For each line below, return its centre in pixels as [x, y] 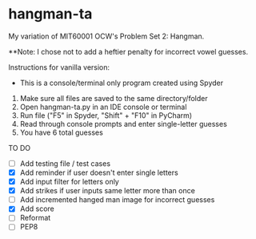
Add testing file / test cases [65, 163]
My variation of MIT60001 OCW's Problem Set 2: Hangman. [106, 36]
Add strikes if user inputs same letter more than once [108, 191]
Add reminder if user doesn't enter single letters [99, 172]
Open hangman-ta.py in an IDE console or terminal [103, 107]
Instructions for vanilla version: [59, 67]
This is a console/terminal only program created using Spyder [122, 83]
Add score [37, 209]
